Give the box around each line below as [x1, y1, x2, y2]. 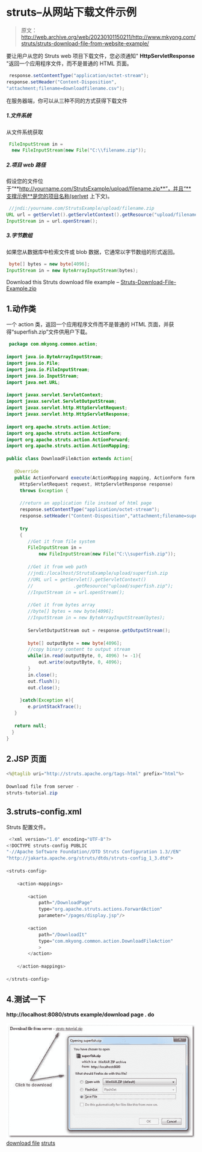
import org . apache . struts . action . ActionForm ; [6, 430, 122, 436]
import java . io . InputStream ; [6, 373, 79, 379]
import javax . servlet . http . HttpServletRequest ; [6, 405, 128, 411]
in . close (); [28, 672, 58, 678]
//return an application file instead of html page [19, 500, 152, 507]
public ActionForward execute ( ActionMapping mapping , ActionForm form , [14, 475, 198, 481]
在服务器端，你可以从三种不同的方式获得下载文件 [6, 97, 127, 104]
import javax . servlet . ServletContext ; [6, 392, 103, 398]
